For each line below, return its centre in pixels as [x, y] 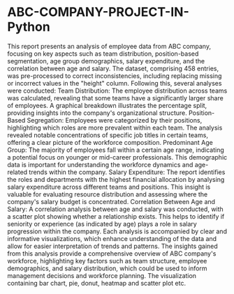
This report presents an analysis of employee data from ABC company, [109, 46]
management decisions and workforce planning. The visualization [102, 275]
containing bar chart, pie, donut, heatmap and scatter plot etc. [97, 283]
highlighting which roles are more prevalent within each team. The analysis [115, 127]
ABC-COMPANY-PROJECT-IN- [98, 12]
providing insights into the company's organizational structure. [97, 113]
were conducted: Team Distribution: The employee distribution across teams [117, 91]
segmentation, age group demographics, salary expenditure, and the [106, 61]
